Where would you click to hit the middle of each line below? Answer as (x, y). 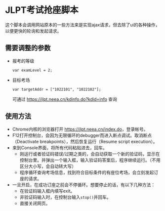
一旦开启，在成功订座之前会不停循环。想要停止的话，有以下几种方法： (84, 185)
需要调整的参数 (28, 48)
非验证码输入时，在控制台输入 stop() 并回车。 (65, 197)
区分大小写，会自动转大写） (48, 166)
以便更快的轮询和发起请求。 (33, 31)
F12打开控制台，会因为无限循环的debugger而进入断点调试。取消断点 (82, 135)
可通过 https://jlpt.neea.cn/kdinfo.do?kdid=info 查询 (65, 99)
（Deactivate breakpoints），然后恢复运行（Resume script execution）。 (85, 141)
